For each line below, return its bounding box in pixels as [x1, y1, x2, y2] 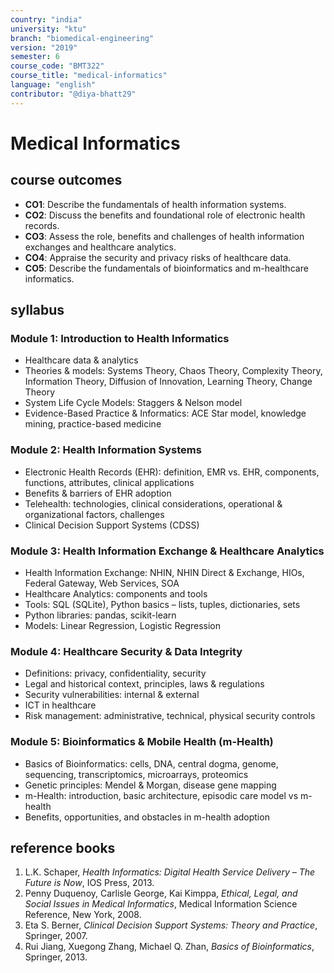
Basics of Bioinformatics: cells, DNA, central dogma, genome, [24, 757, 279, 770]
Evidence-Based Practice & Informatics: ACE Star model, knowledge [24, 407, 307, 420]
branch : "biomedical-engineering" [10, 33, 155, 43]
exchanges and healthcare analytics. [24, 241, 177, 253]
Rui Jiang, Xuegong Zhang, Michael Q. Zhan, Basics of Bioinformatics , [24, 941, 315, 953]
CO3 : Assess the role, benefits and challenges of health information [24, 230, 305, 242]
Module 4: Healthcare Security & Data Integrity [10, 644, 243, 658]
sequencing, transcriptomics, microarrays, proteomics [24, 768, 249, 780]
